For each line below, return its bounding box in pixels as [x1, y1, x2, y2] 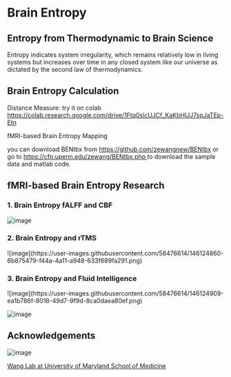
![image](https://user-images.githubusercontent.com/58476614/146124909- [7, 289, 224, 298]
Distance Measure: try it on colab [7, 104, 102, 112]
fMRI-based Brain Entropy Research [7, 180, 165, 191]
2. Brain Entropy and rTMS [7, 233, 97, 243]
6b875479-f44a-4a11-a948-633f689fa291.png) [7, 256, 143, 264]
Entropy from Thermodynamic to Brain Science [7, 32, 214, 44]
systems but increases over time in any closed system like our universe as [7, 58, 218, 66]
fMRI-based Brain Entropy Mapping [7, 131, 108, 139]
